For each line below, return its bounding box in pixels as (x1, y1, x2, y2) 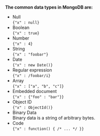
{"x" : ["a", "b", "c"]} (12, 84, 64, 89)
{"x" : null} (12, 20, 40, 25)
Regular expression (12, 67, 52, 73)
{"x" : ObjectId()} (12, 105, 53, 110)
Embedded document (12, 88, 57, 94)
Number (12, 35, 29, 41)
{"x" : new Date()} (12, 62, 53, 67)
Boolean (12, 24, 30, 30)
